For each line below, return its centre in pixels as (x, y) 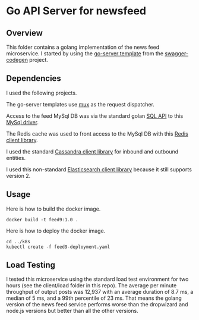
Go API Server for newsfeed (76, 11)
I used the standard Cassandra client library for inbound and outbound (92, 151)
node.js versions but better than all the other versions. (72, 311)
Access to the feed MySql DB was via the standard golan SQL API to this (95, 116)
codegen (17, 60)
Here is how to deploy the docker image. (56, 231)
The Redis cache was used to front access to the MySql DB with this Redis (97, 134)
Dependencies (34, 79)
